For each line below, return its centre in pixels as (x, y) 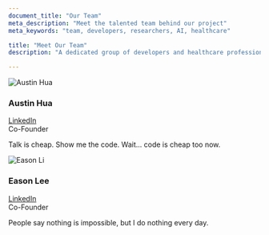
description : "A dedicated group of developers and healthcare (116, 53)
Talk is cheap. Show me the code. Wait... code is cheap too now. (114, 144)
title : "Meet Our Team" (48, 45)
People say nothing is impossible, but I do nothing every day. (108, 222)
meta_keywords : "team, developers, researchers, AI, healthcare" (119, 30)
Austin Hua (30, 103)
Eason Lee (29, 181)
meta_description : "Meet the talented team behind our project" (118, 23)
